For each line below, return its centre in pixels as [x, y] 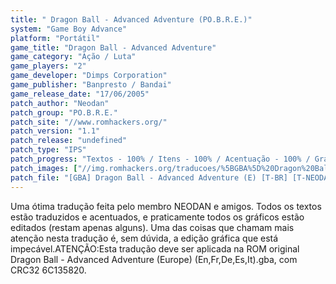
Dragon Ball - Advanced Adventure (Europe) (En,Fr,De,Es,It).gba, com [154, 259]
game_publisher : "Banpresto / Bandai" [91, 85]
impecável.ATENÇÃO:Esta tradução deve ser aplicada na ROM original [155, 248]
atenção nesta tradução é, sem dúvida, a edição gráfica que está [144, 238]
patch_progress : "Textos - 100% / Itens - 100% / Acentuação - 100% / [160, 159]
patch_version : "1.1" [55, 131]
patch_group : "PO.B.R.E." [64, 112]
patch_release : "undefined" [69, 141]
